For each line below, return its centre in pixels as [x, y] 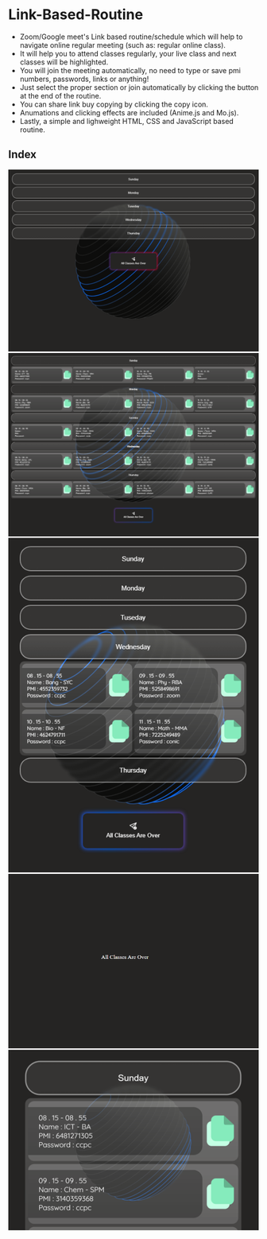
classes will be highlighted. [64, 62]
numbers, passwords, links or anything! [84, 79]
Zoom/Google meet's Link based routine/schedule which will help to [131, 37]
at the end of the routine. [60, 95]
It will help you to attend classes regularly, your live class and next [128, 53]
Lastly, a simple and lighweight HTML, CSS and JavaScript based [127, 121]
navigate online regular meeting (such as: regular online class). [123, 45]
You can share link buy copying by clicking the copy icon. [114, 104]
